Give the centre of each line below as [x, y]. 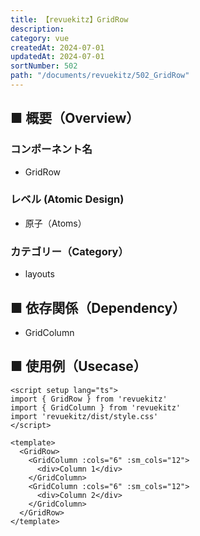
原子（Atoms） [55, 223]
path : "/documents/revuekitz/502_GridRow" [100, 76]
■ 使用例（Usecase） [78, 366]
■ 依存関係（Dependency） [98, 307]
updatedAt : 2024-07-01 [57, 57]
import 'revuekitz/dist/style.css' [84, 416]
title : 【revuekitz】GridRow [69, 19]
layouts [39, 274]
